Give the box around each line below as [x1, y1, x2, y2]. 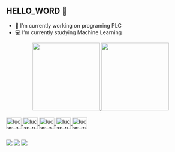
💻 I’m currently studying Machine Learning [14, 28, 122, 36]
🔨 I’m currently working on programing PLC [14, 22, 122, 29]
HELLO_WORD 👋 [6, 6, 68, 16]
